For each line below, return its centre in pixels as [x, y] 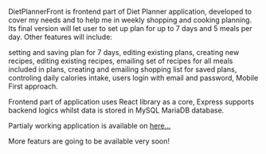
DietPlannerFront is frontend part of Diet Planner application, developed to [130, 12]
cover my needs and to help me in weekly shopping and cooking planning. [130, 20]
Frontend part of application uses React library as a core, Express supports [131, 102]
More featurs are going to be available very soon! [89, 141]
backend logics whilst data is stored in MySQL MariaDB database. [116, 110]
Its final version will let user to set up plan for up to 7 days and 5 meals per [130, 28]
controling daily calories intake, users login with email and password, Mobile [133, 78]
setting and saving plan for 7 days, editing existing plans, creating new [124, 52]
